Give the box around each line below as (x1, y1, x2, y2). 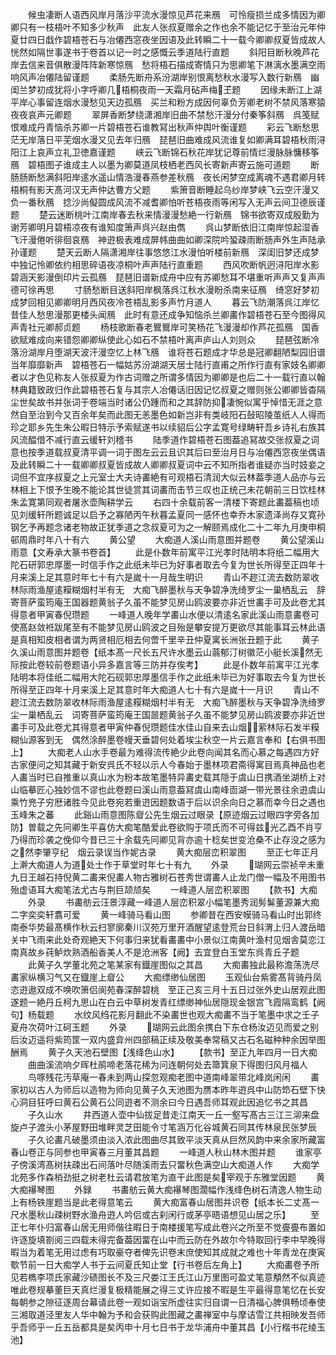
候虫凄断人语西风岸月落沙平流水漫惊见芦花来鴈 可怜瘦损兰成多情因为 (27, 9, 317, 20)
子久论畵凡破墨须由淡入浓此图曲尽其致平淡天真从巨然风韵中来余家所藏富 (27, 1134, 326, 1145)
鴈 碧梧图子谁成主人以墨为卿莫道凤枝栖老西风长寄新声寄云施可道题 (10, 159, 291, 170)
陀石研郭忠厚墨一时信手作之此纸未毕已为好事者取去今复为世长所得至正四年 (10, 559, 317, 570)
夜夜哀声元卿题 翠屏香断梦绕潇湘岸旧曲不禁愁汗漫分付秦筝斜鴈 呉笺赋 (10, 109, 320, 120)
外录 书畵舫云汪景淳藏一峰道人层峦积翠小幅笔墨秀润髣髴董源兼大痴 (27, 896, 320, 908)
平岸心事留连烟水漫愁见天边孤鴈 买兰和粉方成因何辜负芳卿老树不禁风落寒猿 (10, 96, 326, 108)
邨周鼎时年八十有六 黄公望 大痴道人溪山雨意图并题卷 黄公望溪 (10, 534, 316, 545)
